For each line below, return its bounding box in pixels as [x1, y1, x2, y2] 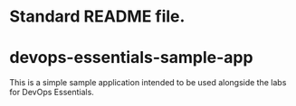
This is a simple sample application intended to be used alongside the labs [9, 77, 287, 88]
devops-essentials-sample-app [9, 48, 253, 68]
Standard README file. [9, 6, 186, 27]
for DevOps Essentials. [9, 87, 95, 98]
